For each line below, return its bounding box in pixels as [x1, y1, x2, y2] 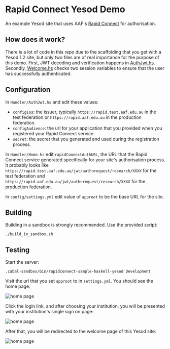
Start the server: [5, 259, 40, 265]
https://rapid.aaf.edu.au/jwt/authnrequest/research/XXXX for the [5, 178, 146, 184]
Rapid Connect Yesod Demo [5, 4, 125, 15]
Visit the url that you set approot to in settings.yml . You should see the [5, 278, 154, 284]
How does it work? [5, 35, 65, 44]
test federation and [5, 172, 45, 179]
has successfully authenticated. [5, 70, 72, 77]
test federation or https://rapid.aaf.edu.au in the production [12, 114, 142, 120]
